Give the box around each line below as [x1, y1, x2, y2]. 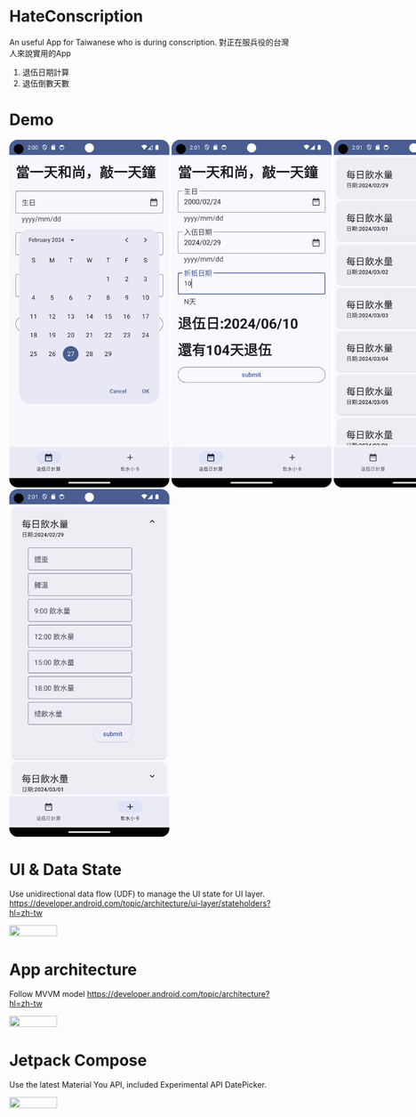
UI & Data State [9, 859, 122, 879]
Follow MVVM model [9, 989, 85, 1000]
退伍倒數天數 [21, 77, 69, 88]
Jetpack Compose [9, 1050, 148, 1070]
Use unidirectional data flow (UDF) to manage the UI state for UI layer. [9, 888, 265, 900]
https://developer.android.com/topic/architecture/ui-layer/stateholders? [9, 898, 271, 909]
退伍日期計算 [21, 67, 69, 77]
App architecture [9, 959, 138, 980]
